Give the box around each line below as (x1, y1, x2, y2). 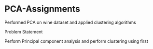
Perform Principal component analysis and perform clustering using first (4, 38, 148, 44)
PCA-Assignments (4, 3, 81, 15)
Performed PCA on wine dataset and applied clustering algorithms (4, 19, 136, 25)
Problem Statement (4, 29, 43, 34)
